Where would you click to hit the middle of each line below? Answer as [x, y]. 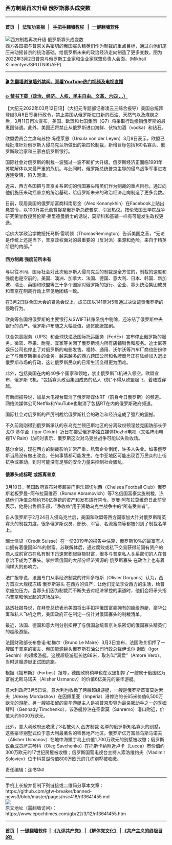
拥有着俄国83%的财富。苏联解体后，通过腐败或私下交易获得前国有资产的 [87, 547]
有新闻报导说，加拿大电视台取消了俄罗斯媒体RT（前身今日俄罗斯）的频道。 [84, 397]
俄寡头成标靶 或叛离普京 [31, 474]
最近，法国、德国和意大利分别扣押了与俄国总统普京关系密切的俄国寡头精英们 [86, 625]
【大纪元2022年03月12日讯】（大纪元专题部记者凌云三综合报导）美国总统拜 [84, 108]
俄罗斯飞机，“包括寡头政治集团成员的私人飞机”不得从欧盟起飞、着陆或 [88, 379]
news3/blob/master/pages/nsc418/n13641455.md [58, 796]
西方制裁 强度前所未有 [28, 259]
